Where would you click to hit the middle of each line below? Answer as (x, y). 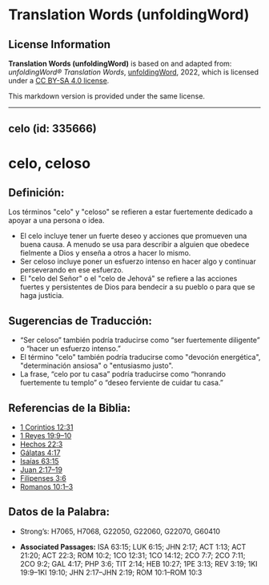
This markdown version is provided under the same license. (107, 96)
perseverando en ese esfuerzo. (72, 270)
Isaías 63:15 (39, 462)
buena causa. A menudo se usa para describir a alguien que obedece (134, 244)
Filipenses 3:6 (43, 478)
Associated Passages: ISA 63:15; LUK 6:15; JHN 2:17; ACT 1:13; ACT (133, 547)
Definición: (36, 193)
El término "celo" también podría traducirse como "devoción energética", (140, 357)
